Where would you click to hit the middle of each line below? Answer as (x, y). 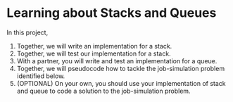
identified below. (41, 76)
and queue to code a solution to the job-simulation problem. (103, 91)
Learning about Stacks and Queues (112, 13)
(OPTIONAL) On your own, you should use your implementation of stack (121, 83)
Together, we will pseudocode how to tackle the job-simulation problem (121, 68)
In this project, (27, 32)
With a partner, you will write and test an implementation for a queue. (117, 60)
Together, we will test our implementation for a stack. (94, 53)
